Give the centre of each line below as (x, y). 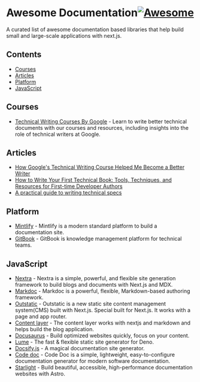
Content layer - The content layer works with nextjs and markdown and (102, 323)
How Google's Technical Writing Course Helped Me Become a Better (99, 167)
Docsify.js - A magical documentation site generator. (80, 348)
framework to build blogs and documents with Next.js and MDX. (94, 285)
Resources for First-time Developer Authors (69, 186)
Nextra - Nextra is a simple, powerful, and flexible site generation (95, 278)
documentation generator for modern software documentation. (93, 361)
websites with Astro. (40, 374)
